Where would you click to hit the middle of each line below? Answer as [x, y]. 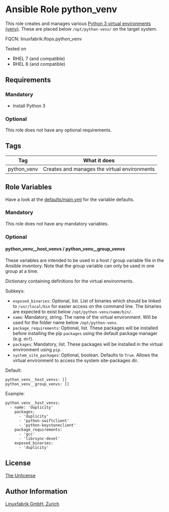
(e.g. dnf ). [23, 339]
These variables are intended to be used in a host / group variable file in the [85, 260]
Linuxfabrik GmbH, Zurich [32, 504]
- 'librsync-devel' [39, 439]
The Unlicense [20, 475]
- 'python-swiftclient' [44, 421]
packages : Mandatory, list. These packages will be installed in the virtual [88, 344]
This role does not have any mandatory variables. [57, 223]
